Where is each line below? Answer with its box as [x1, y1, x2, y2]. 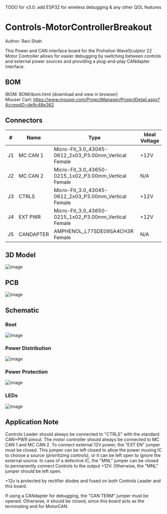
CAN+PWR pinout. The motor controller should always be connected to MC [5, 436, 160, 442]
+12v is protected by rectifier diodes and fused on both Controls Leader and [5, 478, 161, 484]
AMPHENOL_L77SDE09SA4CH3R [54, 227, 134, 234]
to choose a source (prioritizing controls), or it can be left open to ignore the [5, 452, 161, 458]
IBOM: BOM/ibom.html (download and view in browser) [5, 91, 118, 97]
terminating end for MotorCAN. [5, 503, 69, 509]
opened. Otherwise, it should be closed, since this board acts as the [5, 498, 145, 504]
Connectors [5, 116, 43, 125]
